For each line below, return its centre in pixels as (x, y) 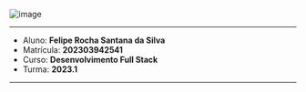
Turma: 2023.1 (50, 69)
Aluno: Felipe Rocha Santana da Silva (94, 40)
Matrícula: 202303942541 (72, 50)
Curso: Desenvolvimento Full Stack (90, 60)
